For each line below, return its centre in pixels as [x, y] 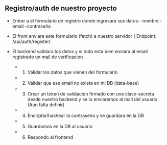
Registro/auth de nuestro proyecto [61, 8]
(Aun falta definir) [46, 105]
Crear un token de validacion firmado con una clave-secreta [91, 93]
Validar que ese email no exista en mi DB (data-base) [83, 83]
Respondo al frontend [50, 137]
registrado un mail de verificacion [47, 57]
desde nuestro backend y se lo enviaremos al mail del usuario [92, 99]
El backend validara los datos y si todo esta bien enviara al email [80, 51]
